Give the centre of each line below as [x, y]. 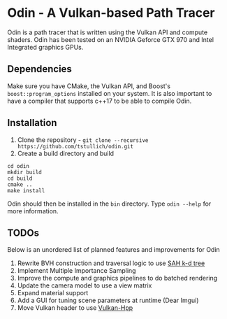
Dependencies [39, 69]
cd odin [19, 166]
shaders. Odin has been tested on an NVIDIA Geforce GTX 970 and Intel [111, 39]
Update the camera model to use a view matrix [85, 285]
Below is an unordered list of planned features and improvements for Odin [113, 250]
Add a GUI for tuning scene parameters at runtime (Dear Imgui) [108, 300]
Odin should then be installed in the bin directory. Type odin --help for [109, 204]
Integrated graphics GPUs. [45, 47]
